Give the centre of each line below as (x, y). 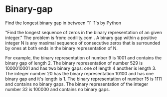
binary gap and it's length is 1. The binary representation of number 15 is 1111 (83, 79)
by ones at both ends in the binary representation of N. (62, 48)
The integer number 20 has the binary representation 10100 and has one (80, 73)
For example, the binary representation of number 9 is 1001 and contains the (83, 57)
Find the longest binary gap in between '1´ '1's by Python (63, 23)
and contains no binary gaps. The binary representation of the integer (77, 84)
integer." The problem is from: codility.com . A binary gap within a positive (81, 38)
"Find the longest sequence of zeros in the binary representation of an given (83, 32)
